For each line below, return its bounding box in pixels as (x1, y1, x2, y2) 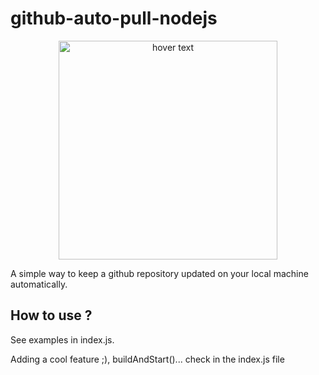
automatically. (10, 278, 68, 290)
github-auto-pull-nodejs (10, 7, 218, 30)
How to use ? (10, 307, 93, 324)
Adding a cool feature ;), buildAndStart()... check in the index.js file (10, 353, 285, 365)
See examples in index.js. (10, 333, 115, 346)
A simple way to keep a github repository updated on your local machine (10, 267, 309, 279)
